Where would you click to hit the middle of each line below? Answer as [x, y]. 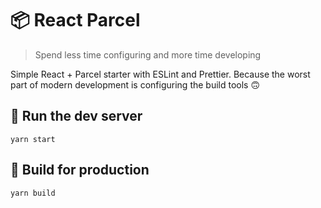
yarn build [33, 193]
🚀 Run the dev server [76, 116]
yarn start [33, 139]
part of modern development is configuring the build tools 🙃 [135, 84]
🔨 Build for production [80, 170]
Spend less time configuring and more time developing [148, 54]
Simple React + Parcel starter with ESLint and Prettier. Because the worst [160, 74]
